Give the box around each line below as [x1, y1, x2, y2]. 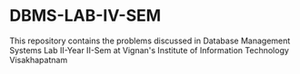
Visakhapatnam [9, 54, 68, 65]
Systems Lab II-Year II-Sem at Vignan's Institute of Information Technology [9, 44, 289, 55]
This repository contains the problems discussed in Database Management [9, 35, 291, 46]
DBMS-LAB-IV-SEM [9, 5, 162, 26]
